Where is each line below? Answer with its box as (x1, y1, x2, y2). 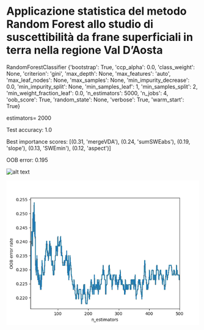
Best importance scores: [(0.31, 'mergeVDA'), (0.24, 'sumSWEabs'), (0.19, (6, 137, 191, 145)
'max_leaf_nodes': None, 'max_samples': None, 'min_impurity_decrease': (6, 76, 190, 84)
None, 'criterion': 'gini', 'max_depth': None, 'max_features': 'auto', (6, 70, 171, 77)
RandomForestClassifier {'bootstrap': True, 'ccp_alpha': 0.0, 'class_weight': (6, 63, 195, 71)
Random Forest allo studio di (6, 17, 154, 31)
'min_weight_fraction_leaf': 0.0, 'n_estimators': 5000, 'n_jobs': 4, (6, 89, 169, 97)
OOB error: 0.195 (6, 156, 48, 163)
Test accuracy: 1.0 (6, 126, 53, 133)
